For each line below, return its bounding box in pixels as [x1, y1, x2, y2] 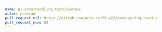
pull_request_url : [5, 16, 42, 20]
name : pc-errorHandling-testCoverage [5, 7, 81, 12]
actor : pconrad [5, 11, 36, 16]
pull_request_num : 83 [5, 20, 49, 25]
